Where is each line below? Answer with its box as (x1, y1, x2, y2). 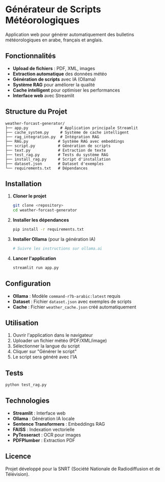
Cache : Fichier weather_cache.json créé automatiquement (12, 303, 136, 310)
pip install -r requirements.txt (12, 227, 84, 232)
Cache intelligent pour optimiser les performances (12, 87, 120, 93)
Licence (5, 452, 32, 461)
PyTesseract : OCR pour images (12, 431, 81, 438)
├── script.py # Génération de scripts (5, 143, 111, 148)
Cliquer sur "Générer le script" (12, 348, 77, 355)
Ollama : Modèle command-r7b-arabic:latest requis (12, 293, 121, 299)
